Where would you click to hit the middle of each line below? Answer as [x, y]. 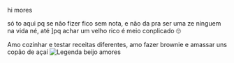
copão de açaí [28, 52]
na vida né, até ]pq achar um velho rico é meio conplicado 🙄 [94, 31]
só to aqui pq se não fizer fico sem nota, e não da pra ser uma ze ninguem [114, 23]
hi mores [20, 10]
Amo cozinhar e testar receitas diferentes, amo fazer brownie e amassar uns [117, 45]
